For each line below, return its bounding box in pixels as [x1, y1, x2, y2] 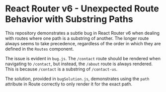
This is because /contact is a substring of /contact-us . [5, 66, 118, 72]
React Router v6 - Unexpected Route [5, 3, 159, 14]
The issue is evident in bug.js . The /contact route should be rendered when [5, 55, 161, 61]
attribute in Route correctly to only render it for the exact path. [5, 81, 133, 87]
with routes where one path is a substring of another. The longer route [5, 35, 149, 41]
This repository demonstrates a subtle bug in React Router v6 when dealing [5, 30, 160, 36]
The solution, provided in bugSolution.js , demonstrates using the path [5, 76, 150, 82]
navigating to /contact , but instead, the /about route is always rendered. [5, 61, 153, 67]
